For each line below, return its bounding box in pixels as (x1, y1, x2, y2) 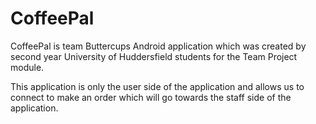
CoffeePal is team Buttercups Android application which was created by (10, 40, 307, 52)
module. (10, 61, 45, 73)
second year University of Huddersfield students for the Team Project (10, 50, 298, 62)
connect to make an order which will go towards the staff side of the (10, 91, 292, 103)
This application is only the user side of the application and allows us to (10, 80, 305, 92)
